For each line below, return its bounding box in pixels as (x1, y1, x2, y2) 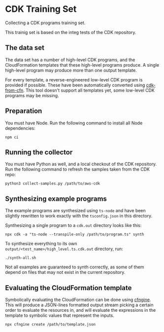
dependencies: (5, 125, 35, 131)
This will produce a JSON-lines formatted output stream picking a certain (5, 302, 154, 308)
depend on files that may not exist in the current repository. (5, 269, 126, 275)
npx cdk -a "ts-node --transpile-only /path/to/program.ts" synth (5, 232, 144, 237)
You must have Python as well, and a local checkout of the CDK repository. (5, 161, 157, 167)
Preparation (5, 107, 42, 115)
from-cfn (5, 87, 24, 93)
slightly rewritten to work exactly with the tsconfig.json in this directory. (5, 213, 153, 219)
